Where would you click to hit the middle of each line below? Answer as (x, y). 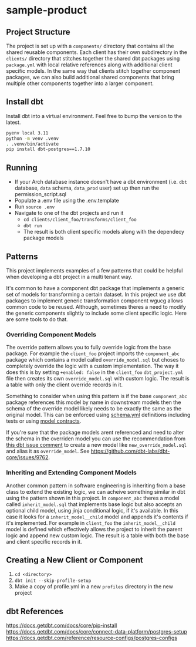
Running (22, 168)
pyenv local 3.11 (27, 133)
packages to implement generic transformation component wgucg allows (94, 301)
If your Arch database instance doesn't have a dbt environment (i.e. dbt (101, 182)
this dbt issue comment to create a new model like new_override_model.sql (97, 445)
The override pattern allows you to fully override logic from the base (89, 348)
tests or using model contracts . (44, 421)
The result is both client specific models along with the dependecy (104, 232)
